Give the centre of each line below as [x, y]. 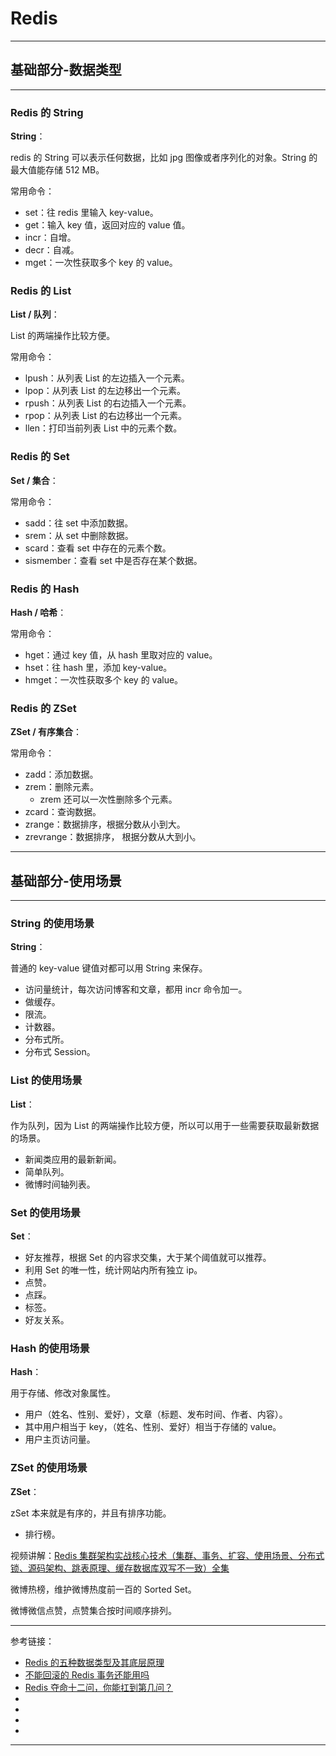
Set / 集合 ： [34, 480]
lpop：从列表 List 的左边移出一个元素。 [105, 391]
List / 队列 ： [35, 314]
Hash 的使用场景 [50, 1348]
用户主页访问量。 [60, 1439]
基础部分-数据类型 [66, 70]
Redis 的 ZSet [43, 708]
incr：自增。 [50, 238]
